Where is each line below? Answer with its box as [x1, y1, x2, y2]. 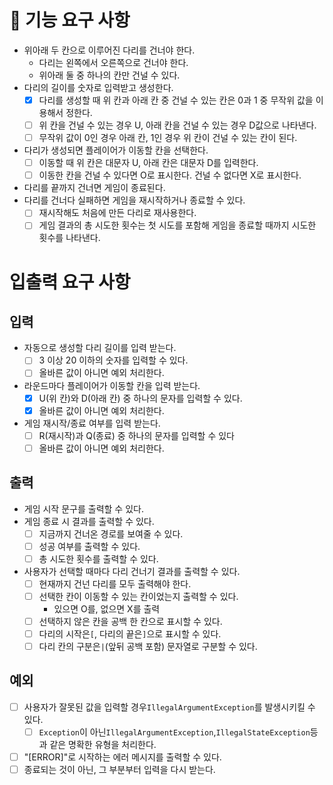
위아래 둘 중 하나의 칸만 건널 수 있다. [38, 69, 181, 81]
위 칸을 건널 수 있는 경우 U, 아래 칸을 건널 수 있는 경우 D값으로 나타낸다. [38, 119, 317, 131]
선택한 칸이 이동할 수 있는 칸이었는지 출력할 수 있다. [38, 590, 239, 602]
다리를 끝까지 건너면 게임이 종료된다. [23, 182, 166, 194]
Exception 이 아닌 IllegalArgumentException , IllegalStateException [38, 726, 311, 738]
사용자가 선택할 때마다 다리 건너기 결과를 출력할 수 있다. [23, 565, 241, 577]
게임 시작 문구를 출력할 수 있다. [23, 502, 144, 515]
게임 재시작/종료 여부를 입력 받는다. [23, 417, 161, 429]
